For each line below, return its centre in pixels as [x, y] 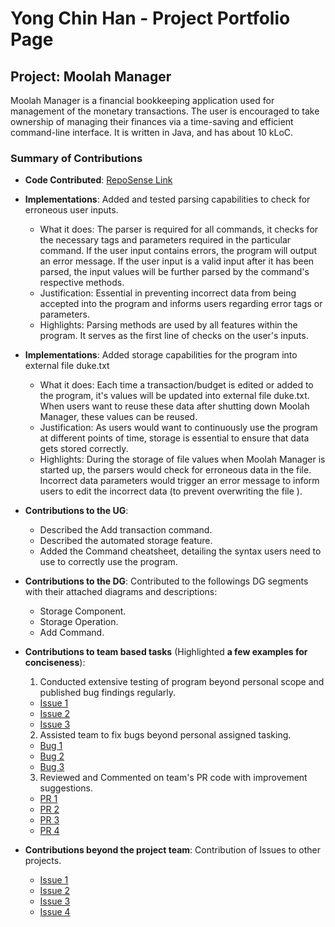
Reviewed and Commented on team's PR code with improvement [173, 778]
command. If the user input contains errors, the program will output [178, 251]
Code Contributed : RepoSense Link [98, 180]
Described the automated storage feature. [126, 541]
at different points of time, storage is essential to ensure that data [174, 438]
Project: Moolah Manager [91, 76]
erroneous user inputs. [71, 210]
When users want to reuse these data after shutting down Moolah [174, 406]
